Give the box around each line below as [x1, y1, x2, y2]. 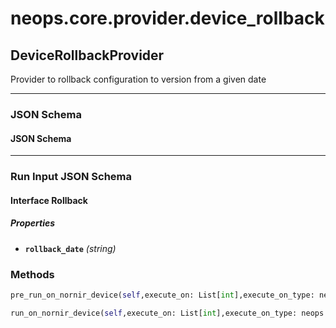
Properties [10, 217, 56, 229]
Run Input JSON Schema [10, 170, 133, 184]
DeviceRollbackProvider [10, 47, 165, 64]
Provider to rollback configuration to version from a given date [10, 73, 267, 85]
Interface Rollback [10, 194, 88, 206]
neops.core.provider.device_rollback [10, 7, 325, 30]
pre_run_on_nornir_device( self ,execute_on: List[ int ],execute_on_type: [10, 290, 315, 300]
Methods [10, 267, 55, 281]
